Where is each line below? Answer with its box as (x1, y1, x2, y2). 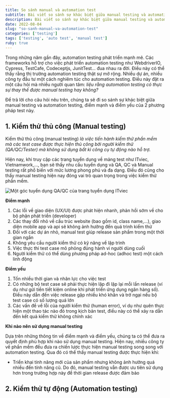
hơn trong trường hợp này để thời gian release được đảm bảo (12, 370, 140, 376)
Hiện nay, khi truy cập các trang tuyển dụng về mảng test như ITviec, (5, 156, 149, 162)
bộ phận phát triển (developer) (12, 213, 77, 219)
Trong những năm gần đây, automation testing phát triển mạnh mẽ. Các (5, 54, 154, 60)
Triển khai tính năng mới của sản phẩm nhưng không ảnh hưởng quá (12, 359, 155, 365)
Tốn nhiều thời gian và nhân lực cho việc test (12, 275, 106, 282)
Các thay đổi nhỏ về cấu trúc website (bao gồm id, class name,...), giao (12, 218, 161, 224)
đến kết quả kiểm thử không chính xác (12, 313, 93, 319)
